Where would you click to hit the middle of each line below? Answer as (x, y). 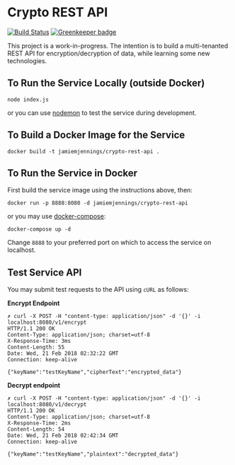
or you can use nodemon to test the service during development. (102, 113)
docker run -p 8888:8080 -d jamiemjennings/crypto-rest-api (98, 203)
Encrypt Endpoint (34, 303)
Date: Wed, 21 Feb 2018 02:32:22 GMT (63, 354)
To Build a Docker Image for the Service (96, 135)
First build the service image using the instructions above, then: (100, 190)
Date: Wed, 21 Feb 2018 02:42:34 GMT (63, 436)
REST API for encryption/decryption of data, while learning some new (109, 53)
